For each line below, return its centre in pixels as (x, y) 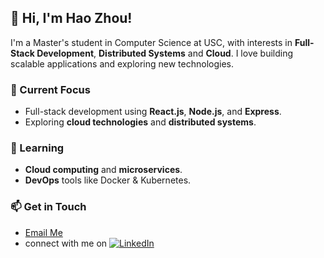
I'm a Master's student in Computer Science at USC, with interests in (151, 42)
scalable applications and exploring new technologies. (122, 63)
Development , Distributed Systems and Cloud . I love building (165, 53)
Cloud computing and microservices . (103, 170)
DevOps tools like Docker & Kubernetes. (108, 180)
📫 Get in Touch (48, 207)
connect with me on (66, 243)
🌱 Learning (37, 148)
